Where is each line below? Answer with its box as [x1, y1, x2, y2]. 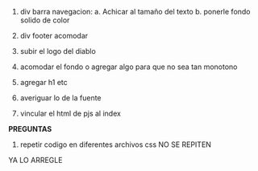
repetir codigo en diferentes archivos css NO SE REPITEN [19, 140, 212, 149]
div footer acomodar [19, 31, 89, 40]
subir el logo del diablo [19, 47, 97, 55]
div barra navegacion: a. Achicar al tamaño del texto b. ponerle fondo [19, 7, 252, 16]
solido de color [19, 15, 70, 25]
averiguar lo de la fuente [19, 93, 102, 103]
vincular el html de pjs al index [19, 108, 121, 118]
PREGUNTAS [8, 124, 52, 133]
